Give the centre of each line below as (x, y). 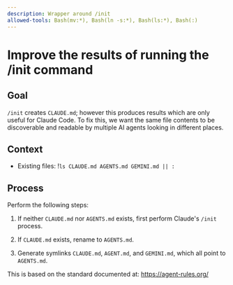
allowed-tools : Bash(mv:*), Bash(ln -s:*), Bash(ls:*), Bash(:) (103, 20)
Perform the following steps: (48, 205)
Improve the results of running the (108, 55)
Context (25, 149)
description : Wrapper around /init (59, 14)
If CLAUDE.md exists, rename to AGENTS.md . (76, 239)
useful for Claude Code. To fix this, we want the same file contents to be (111, 120)
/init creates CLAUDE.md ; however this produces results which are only (109, 112)
